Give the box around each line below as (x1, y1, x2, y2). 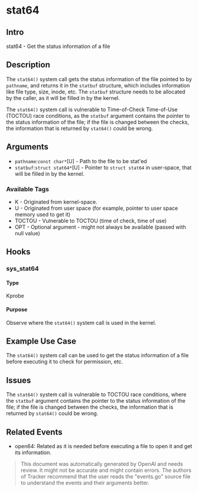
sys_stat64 (6, 264, 40, 273)
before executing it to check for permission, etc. (6, 358, 123, 365)
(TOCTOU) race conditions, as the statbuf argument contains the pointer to (6, 112, 190, 119)
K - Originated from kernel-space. (14, 198, 98, 205)
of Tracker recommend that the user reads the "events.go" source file (20, 473, 191, 480)
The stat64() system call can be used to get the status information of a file (6, 352, 189, 359)
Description (6, 60, 50, 70)
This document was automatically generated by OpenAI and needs (20, 461, 183, 468)
